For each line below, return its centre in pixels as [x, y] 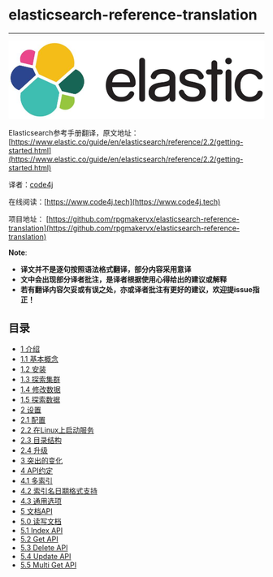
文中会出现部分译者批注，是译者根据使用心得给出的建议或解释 [123, 280]
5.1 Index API [41, 531]
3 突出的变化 [41, 461]
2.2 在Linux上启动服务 [57, 430]
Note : [18, 252]
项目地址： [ [29, 219]
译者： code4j [31, 185]
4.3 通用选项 [41, 502]
